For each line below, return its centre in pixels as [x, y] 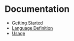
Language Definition [32, 28]
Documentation [37, 9]
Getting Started [27, 23]
